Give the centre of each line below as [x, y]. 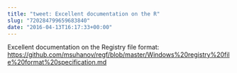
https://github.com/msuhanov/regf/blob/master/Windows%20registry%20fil [118, 55]
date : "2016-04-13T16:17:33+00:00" [60, 27]
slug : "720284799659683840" [49, 21]
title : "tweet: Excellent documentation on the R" [84, 14]
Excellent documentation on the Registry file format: [83, 47]
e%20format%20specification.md [57, 62]
